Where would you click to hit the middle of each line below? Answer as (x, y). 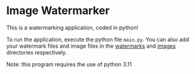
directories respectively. (37, 52)
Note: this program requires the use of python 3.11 (69, 64)
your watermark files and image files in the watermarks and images (91, 46)
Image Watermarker (58, 11)
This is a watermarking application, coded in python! (72, 28)
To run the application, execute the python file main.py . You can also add (98, 39)
